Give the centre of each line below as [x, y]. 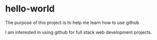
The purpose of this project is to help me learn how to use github [72, 22]
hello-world [30, 9]
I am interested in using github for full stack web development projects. [78, 32]
